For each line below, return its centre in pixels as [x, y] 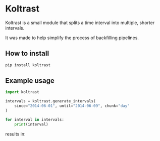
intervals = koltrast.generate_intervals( [50, 101]
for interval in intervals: [35, 119]
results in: [15, 134]
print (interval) [32, 124]
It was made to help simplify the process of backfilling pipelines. [72, 38]
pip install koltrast [28, 65]
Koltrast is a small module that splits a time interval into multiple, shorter [80, 23]
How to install [27, 53]
